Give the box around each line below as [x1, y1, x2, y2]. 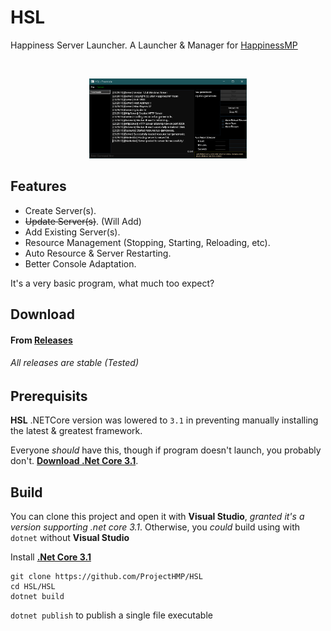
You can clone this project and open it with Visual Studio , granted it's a [10, 511, 305, 523]
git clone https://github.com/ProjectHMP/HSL [10, 572, 203, 582]
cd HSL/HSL [10, 582, 56, 592]
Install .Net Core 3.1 [10, 551, 92, 563]
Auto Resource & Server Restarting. [24, 247, 172, 259]
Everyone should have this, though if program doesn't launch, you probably [10, 444, 322, 456]
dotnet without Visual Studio [10, 532, 130, 544]
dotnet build [10, 592, 65, 602]
